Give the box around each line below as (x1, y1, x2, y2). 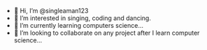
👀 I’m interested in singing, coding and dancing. (13, 14, 152, 22)
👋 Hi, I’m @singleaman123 (13, 7, 89, 15)
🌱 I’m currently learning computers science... (13, 22, 143, 29)
